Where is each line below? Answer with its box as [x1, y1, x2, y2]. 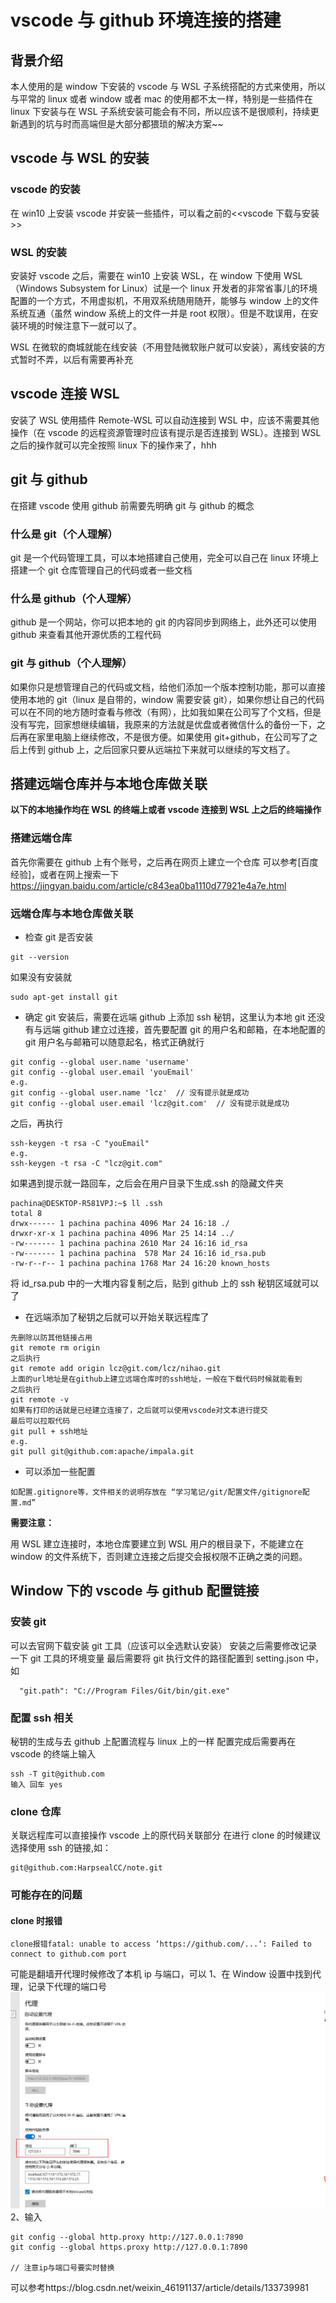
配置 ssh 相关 [10, 1711, 75, 1725]
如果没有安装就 [10, 971, 72, 983]
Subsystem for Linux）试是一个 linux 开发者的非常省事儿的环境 [59, 282, 318, 294]
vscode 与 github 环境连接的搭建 [10, 9, 282, 32]
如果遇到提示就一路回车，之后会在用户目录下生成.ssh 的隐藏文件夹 [10, 1177, 285, 1189]
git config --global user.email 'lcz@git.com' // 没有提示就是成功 [10, 1098, 290, 1108]
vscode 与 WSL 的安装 [10, 150, 150, 167]
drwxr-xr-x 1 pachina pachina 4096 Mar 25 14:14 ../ [10, 1228, 235, 1238]
